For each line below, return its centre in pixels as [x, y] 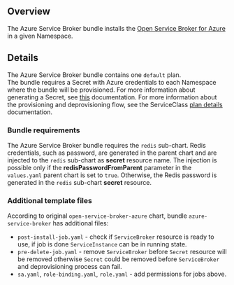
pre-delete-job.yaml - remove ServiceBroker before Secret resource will [122, 252]
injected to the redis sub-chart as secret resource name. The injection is [112, 160]
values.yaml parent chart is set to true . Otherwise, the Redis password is [112, 175]
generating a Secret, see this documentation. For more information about [112, 97]
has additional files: [81, 223]
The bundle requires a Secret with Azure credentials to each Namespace [112, 82]
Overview [29, 12]
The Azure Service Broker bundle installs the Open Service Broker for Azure [116, 28]
